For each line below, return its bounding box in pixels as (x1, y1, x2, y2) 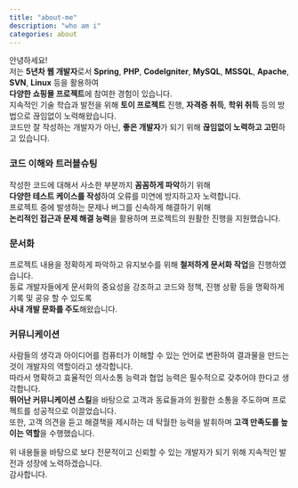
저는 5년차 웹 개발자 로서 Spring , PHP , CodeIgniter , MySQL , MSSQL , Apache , (9, 66, 289, 77)
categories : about (9, 29, 77, 38)
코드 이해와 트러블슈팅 (9, 158, 98, 170)
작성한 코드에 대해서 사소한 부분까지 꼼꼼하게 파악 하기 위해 (9, 179, 211, 190)
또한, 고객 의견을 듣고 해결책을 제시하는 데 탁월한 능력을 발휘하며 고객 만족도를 (9, 417, 279, 427)
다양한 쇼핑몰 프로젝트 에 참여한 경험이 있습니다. (9, 88, 173, 99)
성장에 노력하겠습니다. (25, 458, 102, 468)
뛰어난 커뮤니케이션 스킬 (9, 394, 93, 405)
